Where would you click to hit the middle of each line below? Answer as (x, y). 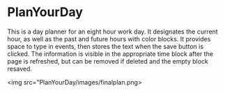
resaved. (20, 69)
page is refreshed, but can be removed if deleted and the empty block (108, 61)
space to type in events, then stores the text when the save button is (106, 46)
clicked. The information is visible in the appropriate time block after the (110, 54)
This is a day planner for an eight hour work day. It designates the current (113, 31)
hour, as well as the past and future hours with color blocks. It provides (109, 38)
